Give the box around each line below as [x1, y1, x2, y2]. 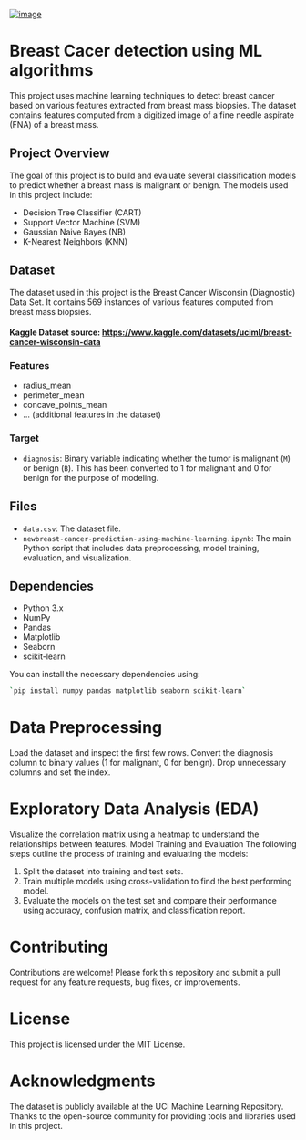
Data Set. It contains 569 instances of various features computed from [9, 297, 274, 308]
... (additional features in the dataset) [22, 409, 162, 420]
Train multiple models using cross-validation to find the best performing [22, 876, 293, 887]
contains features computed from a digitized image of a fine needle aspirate [9, 110, 294, 120]
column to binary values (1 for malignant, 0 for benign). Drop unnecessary [9, 758, 287, 769]
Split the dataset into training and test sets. [22, 866, 184, 877]
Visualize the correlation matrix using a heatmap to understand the [9, 829, 260, 840]
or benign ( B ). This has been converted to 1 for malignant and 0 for [22, 462, 272, 474]
